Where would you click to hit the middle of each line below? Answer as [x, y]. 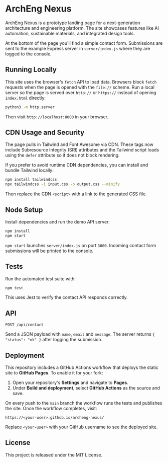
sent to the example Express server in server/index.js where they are [78, 48]
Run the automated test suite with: [41, 279]
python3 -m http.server [30, 107]
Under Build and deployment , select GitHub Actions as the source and [86, 388]
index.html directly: [26, 98]
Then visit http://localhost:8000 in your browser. [57, 117]
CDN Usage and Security [45, 133]
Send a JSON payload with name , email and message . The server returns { [80, 334]
